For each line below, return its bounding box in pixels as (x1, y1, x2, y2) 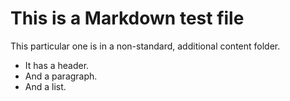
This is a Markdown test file (10, 7, 245, 30)
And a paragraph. (24, 70, 98, 82)
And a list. (24, 80, 67, 92)
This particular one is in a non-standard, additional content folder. (10, 40, 281, 52)
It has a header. (24, 59, 90, 71)
